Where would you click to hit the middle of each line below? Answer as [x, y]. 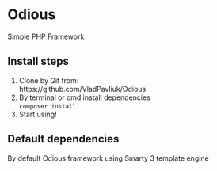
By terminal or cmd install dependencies [85, 97]
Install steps [38, 61]
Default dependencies [63, 139]
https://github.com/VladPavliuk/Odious [82, 89]
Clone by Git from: [49, 80]
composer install [48, 106]
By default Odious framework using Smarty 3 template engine [108, 158]
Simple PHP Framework [46, 36]
